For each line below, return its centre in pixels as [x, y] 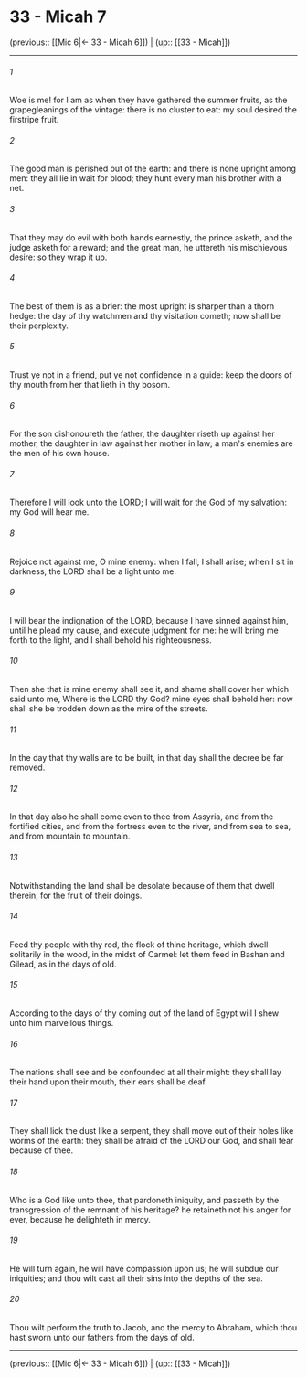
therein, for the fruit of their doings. [76, 895]
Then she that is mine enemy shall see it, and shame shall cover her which [149, 689]
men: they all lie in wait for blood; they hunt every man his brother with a [145, 178]
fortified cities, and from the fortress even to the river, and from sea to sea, [150, 827]
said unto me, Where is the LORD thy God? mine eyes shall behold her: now [152, 699]
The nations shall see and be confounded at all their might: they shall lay [145, 1073]
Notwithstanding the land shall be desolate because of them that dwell [142, 885]
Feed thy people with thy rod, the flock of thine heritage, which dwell [139, 945]
